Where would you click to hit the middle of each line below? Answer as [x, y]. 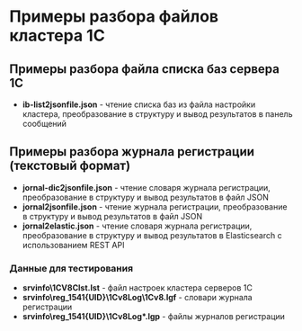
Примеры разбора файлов [114, 17]
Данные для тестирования [71, 268]
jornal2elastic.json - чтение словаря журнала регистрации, [137, 226]
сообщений [44, 124]
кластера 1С [57, 36]
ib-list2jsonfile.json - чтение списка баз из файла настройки [139, 104]
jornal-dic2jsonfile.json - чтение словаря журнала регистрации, [147, 187]
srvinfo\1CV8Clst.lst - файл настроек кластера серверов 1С [138, 288]
